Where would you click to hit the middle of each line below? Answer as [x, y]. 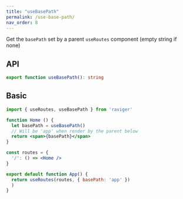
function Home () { [30, 120]
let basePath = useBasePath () [48, 125]
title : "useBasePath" [33, 11]
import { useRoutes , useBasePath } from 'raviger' [69, 110]
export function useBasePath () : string [55, 78]
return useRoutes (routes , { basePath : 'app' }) [71, 180]
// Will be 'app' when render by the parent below [75, 131]
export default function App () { [47, 174]
